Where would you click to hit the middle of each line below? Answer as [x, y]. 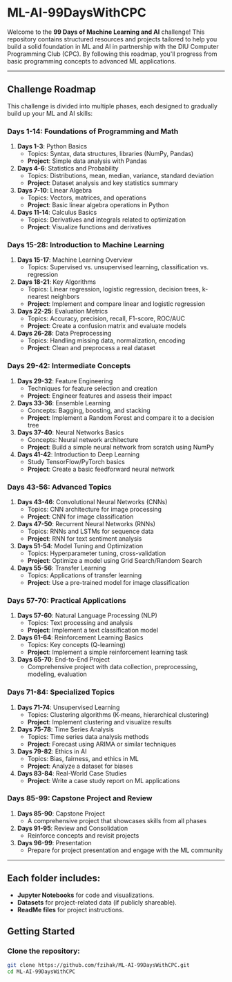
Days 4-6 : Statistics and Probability [68, 169]
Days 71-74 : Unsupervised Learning [68, 707]
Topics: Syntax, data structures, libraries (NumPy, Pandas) [110, 154]
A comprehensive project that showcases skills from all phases [117, 820]
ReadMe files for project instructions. [70, 909]
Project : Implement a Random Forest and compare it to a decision [121, 417]
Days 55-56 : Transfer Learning [61, 568]
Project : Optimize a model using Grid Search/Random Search [115, 560]
